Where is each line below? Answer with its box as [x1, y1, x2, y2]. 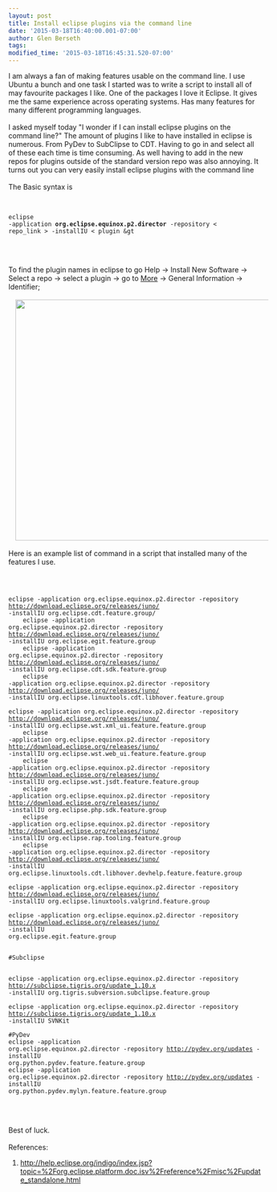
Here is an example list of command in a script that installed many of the [8, 549, 247, 558]
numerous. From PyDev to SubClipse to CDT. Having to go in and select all [8, 140, 255, 149]
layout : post [8, 11, 52, 20]
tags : [8, 42, 26, 50]
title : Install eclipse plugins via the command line [8, 19, 193, 27]
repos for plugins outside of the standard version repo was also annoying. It [8, 157, 259, 165]
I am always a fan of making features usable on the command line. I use [8, 71, 246, 80]
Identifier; [8, 282, 40, 292]
